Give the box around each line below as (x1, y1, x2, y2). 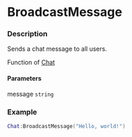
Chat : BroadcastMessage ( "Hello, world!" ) (7, 122, 126, 129)
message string (7, 90, 54, 98)
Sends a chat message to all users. (7, 45, 108, 53)
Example (7, 107, 38, 117)
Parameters (7, 74, 42, 83)
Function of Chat (7, 58, 56, 67)
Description (7, 29, 48, 39)
